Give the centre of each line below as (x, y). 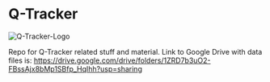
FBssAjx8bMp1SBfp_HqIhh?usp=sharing (76, 68)
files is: (20, 60)
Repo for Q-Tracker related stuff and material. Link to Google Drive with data (135, 51)
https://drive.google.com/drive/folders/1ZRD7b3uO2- (122, 60)
